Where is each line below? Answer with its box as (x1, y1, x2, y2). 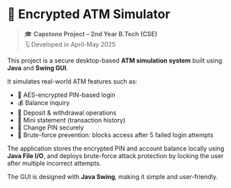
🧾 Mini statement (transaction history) (17, 116, 126, 124)
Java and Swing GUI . (7, 63, 68, 72)
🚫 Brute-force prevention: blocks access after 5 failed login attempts (17, 130, 214, 139)
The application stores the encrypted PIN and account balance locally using (7, 144, 225, 152)
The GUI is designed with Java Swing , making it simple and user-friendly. (7, 172, 218, 180)
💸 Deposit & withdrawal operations (17, 108, 117, 117)
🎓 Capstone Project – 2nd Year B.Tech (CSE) (24, 29, 158, 38)
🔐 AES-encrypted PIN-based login (17, 91, 116, 99)
